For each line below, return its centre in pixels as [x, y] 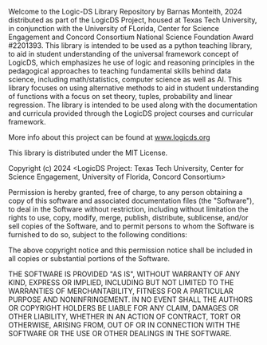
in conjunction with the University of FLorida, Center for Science [114, 28]
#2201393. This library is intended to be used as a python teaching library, [130, 46]
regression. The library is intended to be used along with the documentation [133, 105]
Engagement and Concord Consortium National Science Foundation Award [131, 37]
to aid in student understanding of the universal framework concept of [124, 54]
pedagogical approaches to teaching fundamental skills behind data [120, 71]
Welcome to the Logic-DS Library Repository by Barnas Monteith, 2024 [125, 12]
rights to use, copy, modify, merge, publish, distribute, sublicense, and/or [128, 218]
